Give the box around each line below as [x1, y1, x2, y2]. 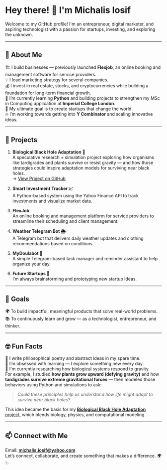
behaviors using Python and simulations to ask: [5, 382, 102, 388]
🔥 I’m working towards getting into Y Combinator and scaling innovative [5, 111, 153, 117]
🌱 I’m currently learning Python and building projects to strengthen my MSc [5, 95, 160, 101]
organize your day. [12, 261, 51, 267]
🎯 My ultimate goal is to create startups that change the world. [5, 106, 133, 112]
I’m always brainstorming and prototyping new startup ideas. [12, 276, 137, 282]
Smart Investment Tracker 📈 [12, 185, 74, 191]
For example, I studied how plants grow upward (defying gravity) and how [5, 371, 160, 377]
